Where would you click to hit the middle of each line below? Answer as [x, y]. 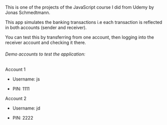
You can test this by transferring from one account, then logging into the [79, 37]
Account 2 [16, 98]
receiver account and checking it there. [46, 42]
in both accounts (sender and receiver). [46, 27]
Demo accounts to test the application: [45, 54]
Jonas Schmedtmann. [28, 12]
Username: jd [26, 108]
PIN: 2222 [23, 118]
